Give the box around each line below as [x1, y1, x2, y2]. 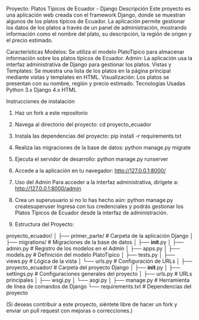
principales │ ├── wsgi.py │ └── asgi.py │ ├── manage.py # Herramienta [6, 276, 190, 284]
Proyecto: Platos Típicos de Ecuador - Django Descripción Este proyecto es [6, 5, 191, 12]
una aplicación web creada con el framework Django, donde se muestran [6, 11, 186, 18]
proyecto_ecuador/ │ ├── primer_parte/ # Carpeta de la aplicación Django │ [6, 232, 194, 239]
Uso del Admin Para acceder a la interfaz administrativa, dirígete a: [14, 179, 179, 185]
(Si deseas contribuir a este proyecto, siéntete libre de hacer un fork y [6, 301, 178, 307]
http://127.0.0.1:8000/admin [14, 185, 81, 192]
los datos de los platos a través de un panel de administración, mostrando [6, 24, 187, 31]
